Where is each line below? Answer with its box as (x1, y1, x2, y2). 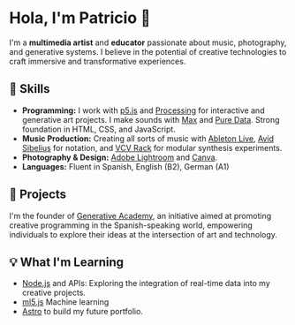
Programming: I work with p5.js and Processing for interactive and (21, 105, 265, 116)
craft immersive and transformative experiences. (9, 56, 186, 66)
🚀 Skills (9, 81, 50, 96)
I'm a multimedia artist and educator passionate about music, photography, (9, 37, 287, 48)
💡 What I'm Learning (9, 254, 125, 269)
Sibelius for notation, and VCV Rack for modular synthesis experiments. (21, 142, 283, 153)
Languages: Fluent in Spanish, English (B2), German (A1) (21, 161, 230, 171)
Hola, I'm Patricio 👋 (9, 8, 152, 28)
